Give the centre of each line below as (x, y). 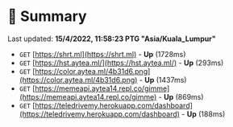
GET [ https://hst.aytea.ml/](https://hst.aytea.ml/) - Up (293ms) (121, 63)
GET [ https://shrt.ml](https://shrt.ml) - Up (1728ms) (102, 54)
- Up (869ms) (181, 96)
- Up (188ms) (204, 114)
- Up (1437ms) (163, 80)
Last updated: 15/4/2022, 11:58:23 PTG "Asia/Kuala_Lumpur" (112, 39)
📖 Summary (47, 16)
